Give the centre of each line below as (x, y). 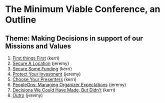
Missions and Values (38, 46)
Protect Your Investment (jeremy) (46, 74)
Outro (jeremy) (28, 95)
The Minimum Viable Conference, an (83, 9)
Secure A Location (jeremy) (41, 63)
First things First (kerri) (36, 58)
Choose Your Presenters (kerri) (44, 79)
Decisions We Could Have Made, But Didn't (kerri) (64, 90)
